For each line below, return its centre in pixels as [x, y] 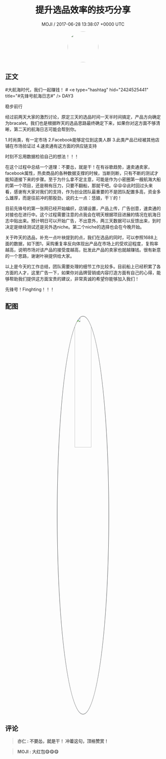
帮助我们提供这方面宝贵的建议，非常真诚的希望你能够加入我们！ [74, 279]
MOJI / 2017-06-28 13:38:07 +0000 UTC [83, 24]
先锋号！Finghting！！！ [30, 289]
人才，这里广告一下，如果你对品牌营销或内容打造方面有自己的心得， [87, 272]
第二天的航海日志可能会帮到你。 [46, 129]
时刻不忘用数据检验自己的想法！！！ [42, 156]
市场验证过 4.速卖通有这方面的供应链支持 [55, 146]
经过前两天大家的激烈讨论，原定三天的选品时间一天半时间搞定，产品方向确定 [83, 117]
